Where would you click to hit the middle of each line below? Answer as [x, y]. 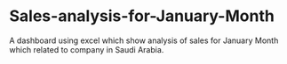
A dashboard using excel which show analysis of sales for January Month [144, 40]
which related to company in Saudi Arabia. [87, 49]
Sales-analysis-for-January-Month [142, 16]
